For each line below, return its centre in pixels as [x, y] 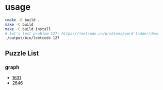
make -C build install [28, 29]
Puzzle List [22, 53]
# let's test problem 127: [32, 34]
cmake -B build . [23, 20]
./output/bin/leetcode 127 [32, 38]
